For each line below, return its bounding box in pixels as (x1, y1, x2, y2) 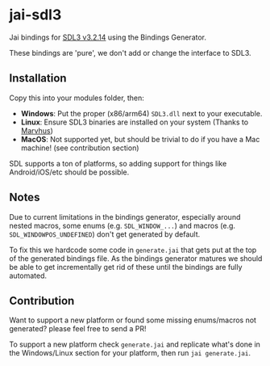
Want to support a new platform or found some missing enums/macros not (9, 315, 257, 325)
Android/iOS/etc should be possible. (9, 167, 130, 177)
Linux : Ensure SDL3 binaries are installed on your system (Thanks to (20, 117, 249, 127)
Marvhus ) (20, 125, 53, 135)
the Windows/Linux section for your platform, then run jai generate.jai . (9, 348, 251, 358)
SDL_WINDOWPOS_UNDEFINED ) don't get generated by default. (9, 229, 201, 239)
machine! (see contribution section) (20, 143, 139, 153)
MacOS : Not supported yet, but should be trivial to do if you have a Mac (20, 134, 260, 144)
